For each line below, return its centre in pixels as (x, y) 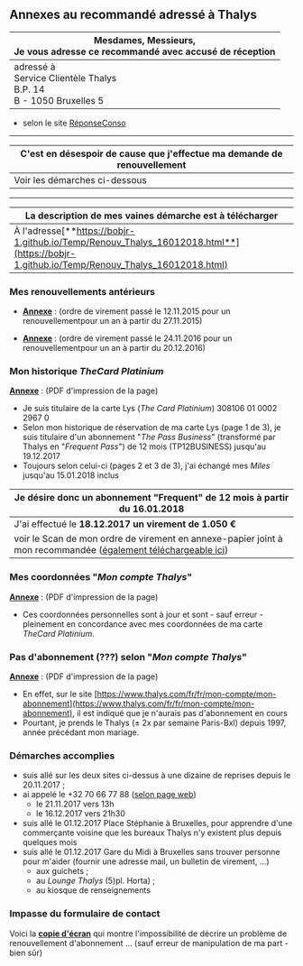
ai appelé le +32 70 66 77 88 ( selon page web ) (109, 795)
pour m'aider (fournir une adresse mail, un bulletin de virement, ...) (146, 861)
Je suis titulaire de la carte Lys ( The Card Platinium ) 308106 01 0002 (150, 409)
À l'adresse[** (46, 231)
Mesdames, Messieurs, (145, 40)
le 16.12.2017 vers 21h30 (81, 814)
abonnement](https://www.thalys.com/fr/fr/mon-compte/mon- (138, 704)
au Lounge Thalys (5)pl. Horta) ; (96, 881)
